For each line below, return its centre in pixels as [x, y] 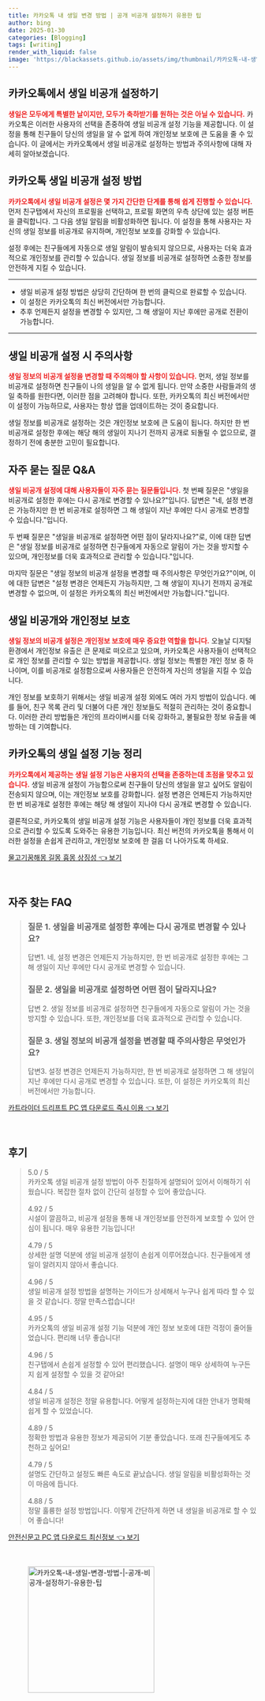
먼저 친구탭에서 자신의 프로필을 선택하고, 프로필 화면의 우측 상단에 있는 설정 [124, 211]
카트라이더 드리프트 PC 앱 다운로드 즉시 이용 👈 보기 [89, 1108]
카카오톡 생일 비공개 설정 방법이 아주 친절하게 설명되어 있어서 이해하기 [135, 1181]
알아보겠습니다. [46, 153]
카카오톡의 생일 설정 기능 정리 [75, 754]
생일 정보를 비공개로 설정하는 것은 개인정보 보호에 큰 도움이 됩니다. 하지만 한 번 [129, 422]
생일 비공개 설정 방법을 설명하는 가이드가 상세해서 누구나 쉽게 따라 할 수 [137, 1291]
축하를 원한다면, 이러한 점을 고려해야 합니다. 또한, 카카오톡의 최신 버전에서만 [133, 396]
